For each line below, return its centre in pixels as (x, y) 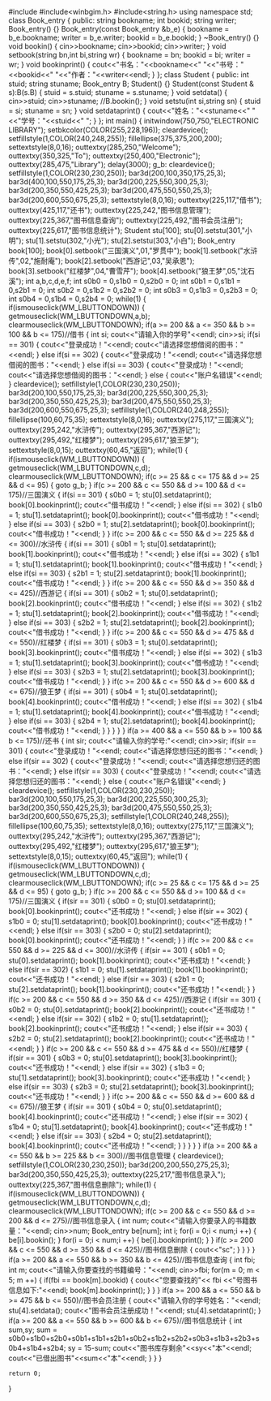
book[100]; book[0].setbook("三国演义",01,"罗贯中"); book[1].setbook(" (126, 250)
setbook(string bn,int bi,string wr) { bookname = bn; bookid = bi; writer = (130, 55)
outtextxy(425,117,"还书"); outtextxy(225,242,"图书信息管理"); (110, 210)
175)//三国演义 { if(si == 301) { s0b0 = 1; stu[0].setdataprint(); (110, 495)
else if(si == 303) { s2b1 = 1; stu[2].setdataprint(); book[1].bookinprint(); (127, 573)
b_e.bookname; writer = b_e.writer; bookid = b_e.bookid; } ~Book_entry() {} (134, 37)
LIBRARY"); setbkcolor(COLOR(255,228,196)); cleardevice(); (108, 130)
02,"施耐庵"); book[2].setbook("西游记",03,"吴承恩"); (107, 261)
